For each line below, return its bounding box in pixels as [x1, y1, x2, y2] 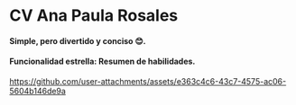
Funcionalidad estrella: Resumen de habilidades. [9, 56, 196, 67]
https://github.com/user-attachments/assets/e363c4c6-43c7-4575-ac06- [9, 75, 287, 86]
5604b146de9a [9, 85, 66, 96]
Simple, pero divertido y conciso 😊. [9, 35, 146, 46]
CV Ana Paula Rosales [9, 5, 179, 26]
